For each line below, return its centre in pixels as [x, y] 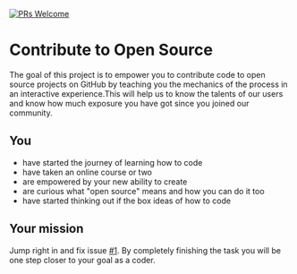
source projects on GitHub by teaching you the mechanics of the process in [148, 84]
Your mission [47, 229]
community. [31, 113]
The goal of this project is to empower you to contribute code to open [137, 74]
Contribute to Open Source [111, 50]
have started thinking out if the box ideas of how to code [126, 201]
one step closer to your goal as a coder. [82, 260]
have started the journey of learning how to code [112, 162]
